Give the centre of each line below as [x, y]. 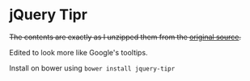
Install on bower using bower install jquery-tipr [92, 68]
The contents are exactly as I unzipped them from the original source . [125, 37]
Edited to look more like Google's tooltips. [78, 52]
